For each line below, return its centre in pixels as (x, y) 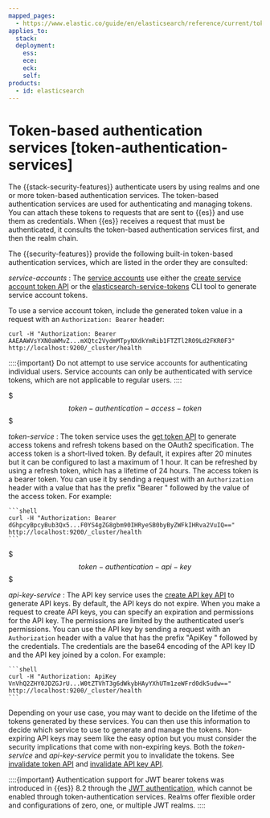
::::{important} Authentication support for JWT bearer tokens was (117, 780)
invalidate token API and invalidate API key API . (86, 764)
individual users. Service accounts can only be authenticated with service (131, 372)
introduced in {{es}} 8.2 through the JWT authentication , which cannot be (131, 788)
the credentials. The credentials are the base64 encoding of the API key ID (132, 647)
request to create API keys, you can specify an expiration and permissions (131, 612)
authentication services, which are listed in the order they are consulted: (128, 262)
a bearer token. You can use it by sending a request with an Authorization (131, 479)
